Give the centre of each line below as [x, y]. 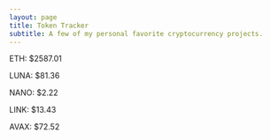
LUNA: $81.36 [35, 76]
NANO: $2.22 [34, 92]
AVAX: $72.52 [35, 127]
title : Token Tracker [49, 26]
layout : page [33, 17]
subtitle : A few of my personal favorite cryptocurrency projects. [136, 33]
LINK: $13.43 [33, 110]
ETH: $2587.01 [35, 59]
